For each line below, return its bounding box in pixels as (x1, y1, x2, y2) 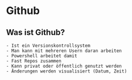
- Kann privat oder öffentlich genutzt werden (6, 63, 122, 69)
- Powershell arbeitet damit (6, 53, 77, 59)
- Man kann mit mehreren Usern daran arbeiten (6, 48, 122, 54)
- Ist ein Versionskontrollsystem (6, 43, 91, 48)
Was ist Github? (6, 27, 65, 37)
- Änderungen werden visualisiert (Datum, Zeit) (6, 68, 127, 74)
